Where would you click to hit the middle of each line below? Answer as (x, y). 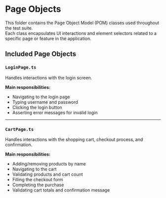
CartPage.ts (20, 129)
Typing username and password (45, 102)
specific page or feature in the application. (48, 39)
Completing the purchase (38, 185)
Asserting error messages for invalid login (55, 113)
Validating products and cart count (47, 174)
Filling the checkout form (38, 179)
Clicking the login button (37, 107)
